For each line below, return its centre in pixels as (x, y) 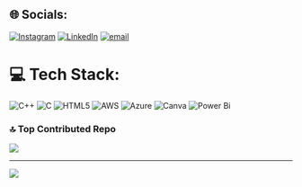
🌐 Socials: (39, 15)
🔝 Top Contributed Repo (63, 129)
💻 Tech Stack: (65, 75)
